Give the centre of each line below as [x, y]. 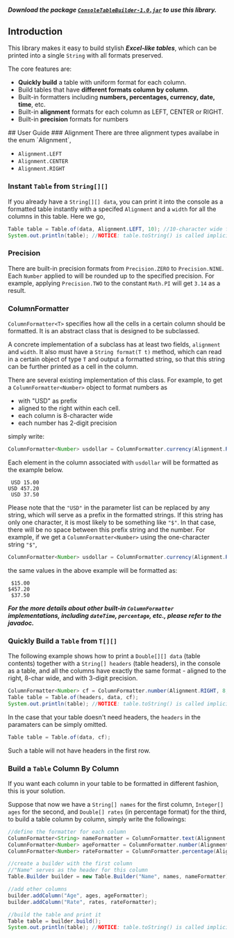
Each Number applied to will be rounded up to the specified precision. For [111, 276]
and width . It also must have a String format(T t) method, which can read [115, 352]
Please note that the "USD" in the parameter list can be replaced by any [109, 508]
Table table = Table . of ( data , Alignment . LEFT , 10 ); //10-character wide [115, 229]
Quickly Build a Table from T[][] [62, 641]
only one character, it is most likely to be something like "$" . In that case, [112, 522]
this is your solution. [36, 791]
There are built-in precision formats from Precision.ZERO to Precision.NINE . [116, 268]
